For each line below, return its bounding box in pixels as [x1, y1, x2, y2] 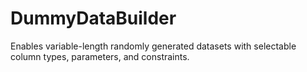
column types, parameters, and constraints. [10, 50, 190, 62]
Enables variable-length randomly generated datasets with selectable [10, 40, 297, 52]
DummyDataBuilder [10, 7, 177, 30]
